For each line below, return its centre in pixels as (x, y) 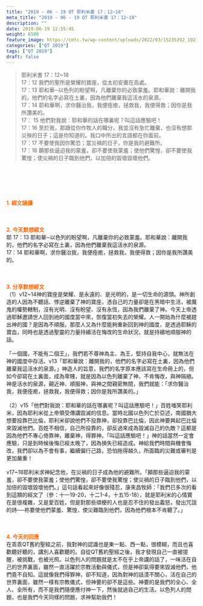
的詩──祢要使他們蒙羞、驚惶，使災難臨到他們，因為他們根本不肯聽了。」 (96, 510)
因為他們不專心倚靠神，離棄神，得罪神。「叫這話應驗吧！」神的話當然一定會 (100, 435)
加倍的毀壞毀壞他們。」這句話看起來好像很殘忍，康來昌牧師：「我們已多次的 (99, 487)
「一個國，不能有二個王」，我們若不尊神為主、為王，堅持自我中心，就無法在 (100, 353)
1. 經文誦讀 (20, 202)
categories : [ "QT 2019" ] (37, 46)
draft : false (23, 57)
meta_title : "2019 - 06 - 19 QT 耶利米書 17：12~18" (72, 18)
